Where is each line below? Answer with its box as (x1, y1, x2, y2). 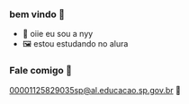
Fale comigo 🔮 (9, 65, 72, 77)
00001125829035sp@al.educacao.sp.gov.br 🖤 (9, 84, 182, 95)
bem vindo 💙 (9, 8, 66, 21)
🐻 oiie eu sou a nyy (22, 29, 94, 39)
